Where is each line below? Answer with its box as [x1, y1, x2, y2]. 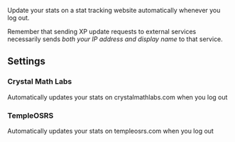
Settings [7, 55, 46, 67]
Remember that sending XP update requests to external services [7, 28, 197, 35]
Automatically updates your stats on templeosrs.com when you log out [7, 126, 214, 135]
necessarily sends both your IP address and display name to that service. [7, 35, 224, 43]
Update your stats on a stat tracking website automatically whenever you [7, 6, 221, 14]
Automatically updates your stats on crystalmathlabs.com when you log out [7, 92, 228, 102]
